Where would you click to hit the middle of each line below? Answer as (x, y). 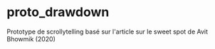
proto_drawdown (58, 12)
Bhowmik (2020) (31, 38)
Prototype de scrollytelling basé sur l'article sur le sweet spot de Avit (107, 31)
